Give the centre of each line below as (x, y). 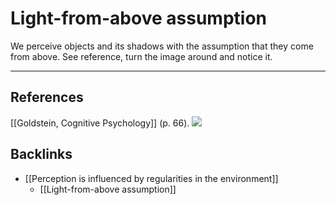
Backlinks (41, 154)
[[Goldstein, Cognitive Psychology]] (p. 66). (100, 123)
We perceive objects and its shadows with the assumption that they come (162, 46)
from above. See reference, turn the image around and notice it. (141, 56)
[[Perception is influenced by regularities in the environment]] (151, 178)
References (47, 97)
